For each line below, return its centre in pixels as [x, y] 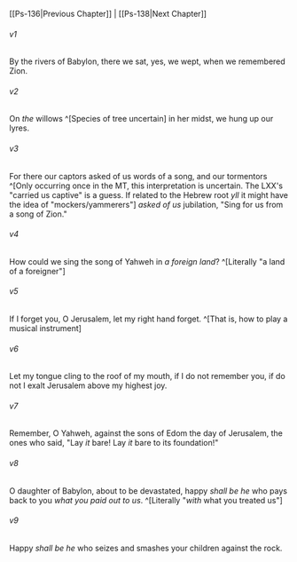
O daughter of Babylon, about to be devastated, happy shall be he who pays [148, 491]
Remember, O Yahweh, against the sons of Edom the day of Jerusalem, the [146, 433]
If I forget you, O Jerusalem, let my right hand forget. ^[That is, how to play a [148, 319]
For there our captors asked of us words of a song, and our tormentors [138, 176]
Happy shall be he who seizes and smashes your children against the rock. [146, 548]
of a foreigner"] [37, 271]
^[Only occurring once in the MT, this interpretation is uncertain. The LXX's [146, 186]
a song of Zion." [39, 214]
